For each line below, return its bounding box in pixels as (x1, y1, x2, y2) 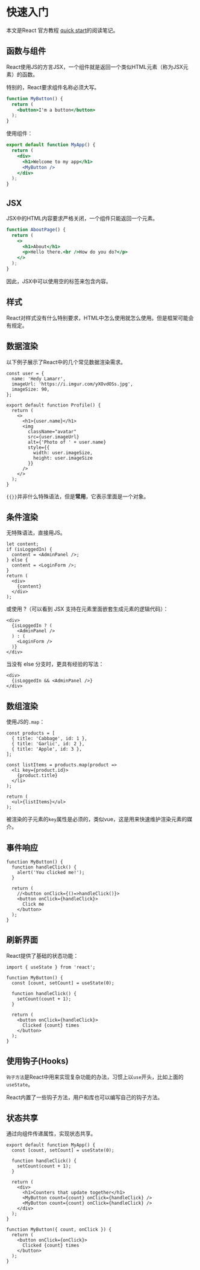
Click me (22, 901, 45, 907)
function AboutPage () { (6, 226, 66, 233)
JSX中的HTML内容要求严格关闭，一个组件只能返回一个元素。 (6, 214, 158, 222)
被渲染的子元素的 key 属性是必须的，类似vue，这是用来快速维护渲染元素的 (6, 816, 187, 823)
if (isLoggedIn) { (6, 547, 52, 553)
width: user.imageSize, (33, 449, 93, 456)
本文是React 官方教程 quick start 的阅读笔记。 (6, 27, 119, 34)
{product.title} (17, 772, 58, 779)
